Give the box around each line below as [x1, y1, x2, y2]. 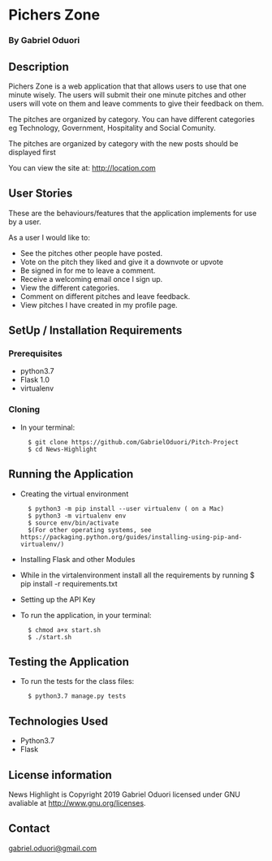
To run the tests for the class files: [19, 677, 135, 686]
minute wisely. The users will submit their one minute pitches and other [8, 89, 247, 99]
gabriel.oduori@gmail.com [8, 843, 97, 853]
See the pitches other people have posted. [19, 248, 163, 257]
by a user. [8, 217, 42, 227]
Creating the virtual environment [19, 489, 129, 499]
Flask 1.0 [19, 375, 50, 385]
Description [8, 59, 69, 74]
